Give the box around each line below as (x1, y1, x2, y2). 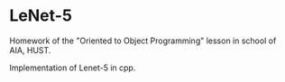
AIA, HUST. (9, 44, 51, 55)
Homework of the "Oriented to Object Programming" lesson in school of (9, 35, 277, 46)
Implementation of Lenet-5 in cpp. (9, 62, 136, 73)
